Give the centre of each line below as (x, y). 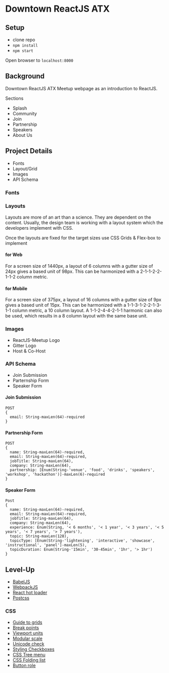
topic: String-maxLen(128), (39, 536)
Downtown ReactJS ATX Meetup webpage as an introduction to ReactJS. (81, 88)
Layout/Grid (25, 168)
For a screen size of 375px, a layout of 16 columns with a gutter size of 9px (83, 300)
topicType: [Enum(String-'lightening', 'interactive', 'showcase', (82, 541)
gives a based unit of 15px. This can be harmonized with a (66, 305)
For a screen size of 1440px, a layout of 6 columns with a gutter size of (79, 266)
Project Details (29, 151)
